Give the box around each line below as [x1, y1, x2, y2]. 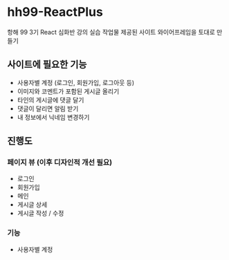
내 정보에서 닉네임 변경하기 [17, 113, 90, 121]
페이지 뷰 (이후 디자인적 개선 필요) [7, 158, 113, 167]
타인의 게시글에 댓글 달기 [17, 95, 84, 104]
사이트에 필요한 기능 [7, 59, 87, 71]
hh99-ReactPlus [7, 4, 104, 20]
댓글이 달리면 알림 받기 [17, 104, 79, 113]
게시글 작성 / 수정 [17, 209, 64, 218]
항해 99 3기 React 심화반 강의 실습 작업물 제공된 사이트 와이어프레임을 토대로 [7, 28, 216, 36]
